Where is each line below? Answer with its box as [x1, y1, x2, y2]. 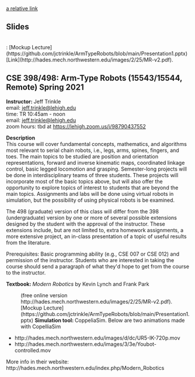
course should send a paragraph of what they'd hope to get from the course [6, 263, 190, 270]
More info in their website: [6, 358, 69, 365]
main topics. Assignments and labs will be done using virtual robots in [6, 190, 174, 197]
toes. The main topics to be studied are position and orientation [6, 152, 159, 160]
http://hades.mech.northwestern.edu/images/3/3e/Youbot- [14, 340, 156, 348]
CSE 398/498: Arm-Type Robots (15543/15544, [6, 73, 183, 83]
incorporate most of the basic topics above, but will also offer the [6, 178, 163, 185]
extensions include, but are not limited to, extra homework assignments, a [6, 226, 184, 233]
